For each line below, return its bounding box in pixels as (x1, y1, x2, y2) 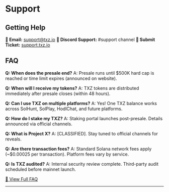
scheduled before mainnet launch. (5, 166, 76, 172)
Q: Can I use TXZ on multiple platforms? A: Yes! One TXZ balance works (5, 100, 157, 106)
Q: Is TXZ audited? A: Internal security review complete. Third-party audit (5, 161, 159, 167)
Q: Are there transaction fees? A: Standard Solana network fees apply (5, 146, 152, 152)
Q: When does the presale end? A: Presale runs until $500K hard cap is (5, 70, 154, 76)
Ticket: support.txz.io (5, 42, 50, 48)
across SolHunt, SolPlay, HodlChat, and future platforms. (5, 106, 123, 112)
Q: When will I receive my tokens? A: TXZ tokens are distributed (5, 85, 139, 91)
